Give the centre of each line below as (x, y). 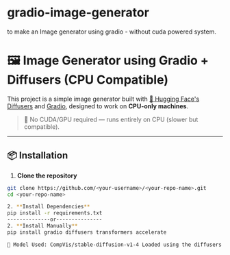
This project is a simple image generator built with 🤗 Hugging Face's (103, 99)
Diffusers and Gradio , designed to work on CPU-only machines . (98, 106)
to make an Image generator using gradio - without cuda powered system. (112, 32)
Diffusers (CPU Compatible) (88, 80)
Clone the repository (47, 175)
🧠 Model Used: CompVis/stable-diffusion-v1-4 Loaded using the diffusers (115, 245)
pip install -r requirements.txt (55, 213)
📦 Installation (38, 156)
